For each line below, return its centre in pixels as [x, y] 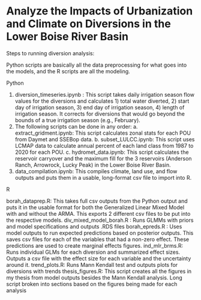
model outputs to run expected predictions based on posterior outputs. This [100, 233]
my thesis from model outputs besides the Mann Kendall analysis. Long [94, 277]
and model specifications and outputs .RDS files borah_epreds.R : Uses [94, 226]
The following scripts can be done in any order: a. [76, 126]
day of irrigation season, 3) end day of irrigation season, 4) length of [100, 107]
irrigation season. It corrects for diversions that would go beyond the [100, 114]
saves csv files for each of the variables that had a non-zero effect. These [98, 239]
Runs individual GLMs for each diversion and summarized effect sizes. [93, 252]
